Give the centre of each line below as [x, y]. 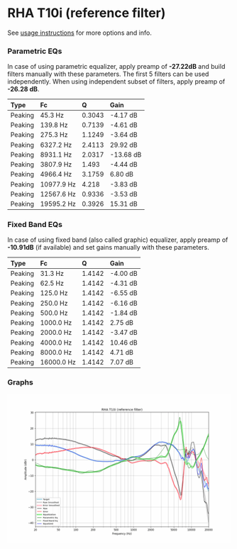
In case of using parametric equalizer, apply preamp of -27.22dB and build [116, 67]
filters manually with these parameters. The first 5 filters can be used [108, 74]
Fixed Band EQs [35, 224]
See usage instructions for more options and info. [80, 33]
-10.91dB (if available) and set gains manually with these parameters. [108, 248]
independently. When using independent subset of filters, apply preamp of [116, 82]
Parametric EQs [35, 51]
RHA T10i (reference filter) [87, 13]
